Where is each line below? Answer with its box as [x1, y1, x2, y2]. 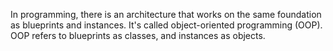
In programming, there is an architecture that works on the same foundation [10, 9, 322, 20]
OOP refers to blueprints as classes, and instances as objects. [10, 30, 266, 41]
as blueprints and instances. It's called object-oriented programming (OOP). [10, 19, 323, 31]
